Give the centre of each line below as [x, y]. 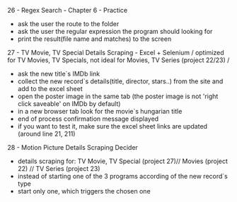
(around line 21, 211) [46, 134]
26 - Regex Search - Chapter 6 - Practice [68, 10]
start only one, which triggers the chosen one [84, 191]
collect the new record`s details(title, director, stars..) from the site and [120, 81]
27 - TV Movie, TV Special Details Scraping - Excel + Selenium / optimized [116, 53]
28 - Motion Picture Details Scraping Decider [73, 147]
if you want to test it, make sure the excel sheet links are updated [112, 126]
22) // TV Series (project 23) [59, 168]
